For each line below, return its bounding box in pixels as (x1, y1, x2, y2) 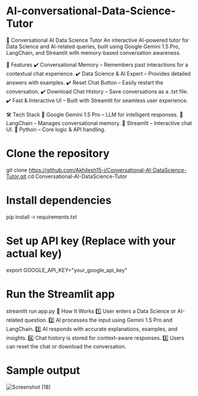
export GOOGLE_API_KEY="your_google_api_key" (6, 266, 127, 273)
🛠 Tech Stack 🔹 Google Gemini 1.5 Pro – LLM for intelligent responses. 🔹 (6, 111, 184, 118)
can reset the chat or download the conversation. (6, 342, 126, 350)
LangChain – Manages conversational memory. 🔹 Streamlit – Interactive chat (6, 119, 193, 126)
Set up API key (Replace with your (6, 234, 176, 248)
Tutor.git (6, 173, 27, 180)
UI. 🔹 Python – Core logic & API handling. (6, 126, 106, 133)
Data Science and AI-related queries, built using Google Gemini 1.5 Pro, (6, 43, 180, 50)
